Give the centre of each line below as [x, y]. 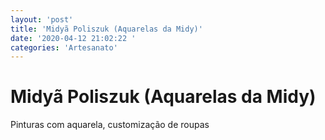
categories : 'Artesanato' [64, 47]
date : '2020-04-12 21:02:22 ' [73, 38]
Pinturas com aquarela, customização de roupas [110, 125]
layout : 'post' [42, 19]
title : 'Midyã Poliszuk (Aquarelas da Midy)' [106, 29]
